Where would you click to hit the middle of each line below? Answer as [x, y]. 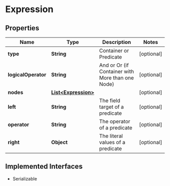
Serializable [25, 178]
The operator [115, 121]
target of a [112, 107]
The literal [111, 136]
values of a [112, 142]
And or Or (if [114, 65]
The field [110, 101]
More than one [117, 78]
